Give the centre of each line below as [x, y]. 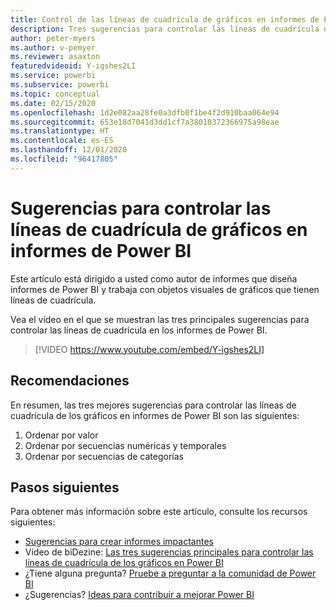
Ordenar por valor [61, 435]
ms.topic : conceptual [55, 94]
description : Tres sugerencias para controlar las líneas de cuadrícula [165, 29]
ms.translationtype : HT [60, 131]
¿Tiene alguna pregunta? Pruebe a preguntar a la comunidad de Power [170, 573]
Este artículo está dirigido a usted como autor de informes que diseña [154, 278]
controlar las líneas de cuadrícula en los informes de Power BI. [139, 330]
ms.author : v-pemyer [53, 47]
